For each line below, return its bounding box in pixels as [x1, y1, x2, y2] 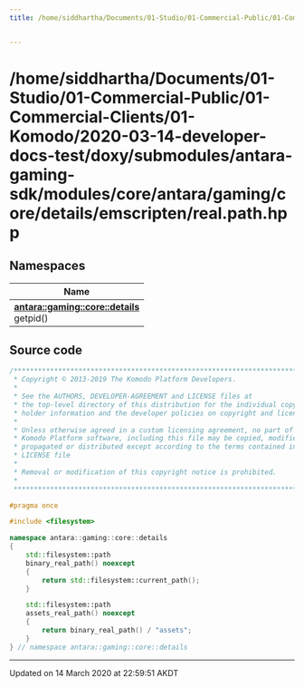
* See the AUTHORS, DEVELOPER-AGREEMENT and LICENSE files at [13, 392, 253, 402]
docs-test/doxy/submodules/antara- [9, 145, 293, 166]
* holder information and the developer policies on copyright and [13, 409, 273, 418]
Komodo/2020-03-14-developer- [9, 126, 267, 146]
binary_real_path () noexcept [25, 558, 136, 567]
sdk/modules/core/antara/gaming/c [9, 183, 287, 204]
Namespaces [9, 258, 86, 274]
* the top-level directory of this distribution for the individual [13, 400, 278, 409]
